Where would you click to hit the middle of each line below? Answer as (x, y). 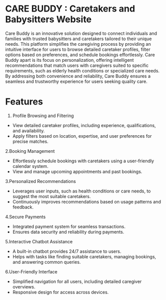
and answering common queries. (47, 262)
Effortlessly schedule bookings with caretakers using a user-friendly (83, 161)
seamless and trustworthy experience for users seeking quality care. (76, 81)
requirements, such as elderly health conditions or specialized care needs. (82, 70)
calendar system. (30, 166)
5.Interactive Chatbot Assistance (39, 241)
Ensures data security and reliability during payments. (68, 232)
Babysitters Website (49, 19)
